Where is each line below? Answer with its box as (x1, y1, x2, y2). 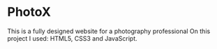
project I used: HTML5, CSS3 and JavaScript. (7, 34, 137, 42)
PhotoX (7, 4, 51, 20)
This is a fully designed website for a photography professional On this (7, 27, 211, 35)
